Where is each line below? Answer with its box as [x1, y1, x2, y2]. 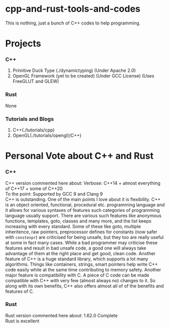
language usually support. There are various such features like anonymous [5, 212, 161, 218]
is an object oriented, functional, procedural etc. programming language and [5, 202, 165, 208]
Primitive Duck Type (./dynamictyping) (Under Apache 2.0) [12, 67, 136, 74]
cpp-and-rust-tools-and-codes [5, 3, 141, 15]
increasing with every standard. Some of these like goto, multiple [5, 223, 141, 229]
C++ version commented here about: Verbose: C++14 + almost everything [5, 180, 161, 186]
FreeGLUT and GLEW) [12, 78, 59, 85]
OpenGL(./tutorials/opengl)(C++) [12, 132, 82, 139]
